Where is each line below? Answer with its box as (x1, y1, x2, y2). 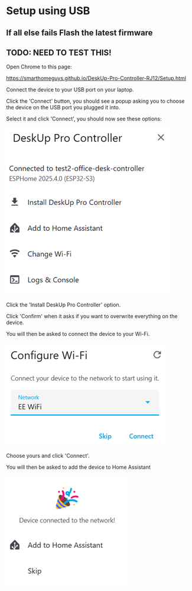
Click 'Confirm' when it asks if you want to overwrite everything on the (6, 313, 178, 320)
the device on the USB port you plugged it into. (6, 104, 121, 111)
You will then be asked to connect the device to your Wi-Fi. (6, 331, 150, 338)
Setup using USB (6, 4, 90, 18)
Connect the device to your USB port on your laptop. (6, 86, 134, 93)
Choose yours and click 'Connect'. (6, 452, 90, 459)
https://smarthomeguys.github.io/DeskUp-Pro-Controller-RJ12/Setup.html (6, 75, 186, 82)
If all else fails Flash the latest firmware (6, 28, 153, 38)
